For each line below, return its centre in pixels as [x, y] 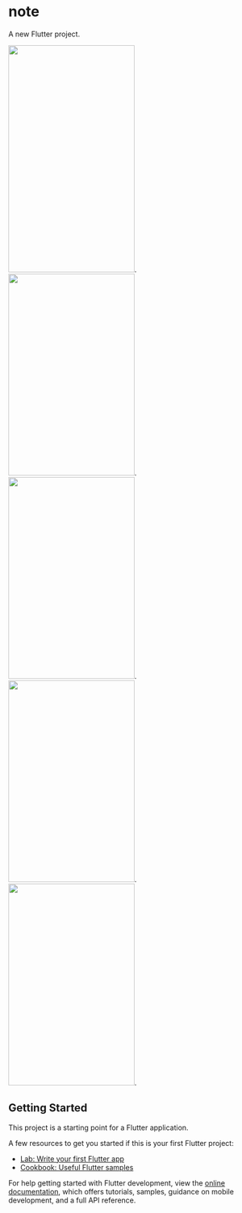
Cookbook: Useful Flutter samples [77, 1167]
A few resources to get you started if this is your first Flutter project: [121, 1143]
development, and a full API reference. [72, 1200]
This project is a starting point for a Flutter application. [98, 1127]
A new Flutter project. [44, 34]
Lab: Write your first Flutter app [72, 1159]
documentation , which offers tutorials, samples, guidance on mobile [121, 1191]
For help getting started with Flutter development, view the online [117, 1183]
